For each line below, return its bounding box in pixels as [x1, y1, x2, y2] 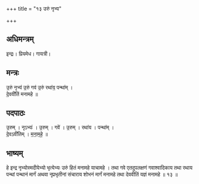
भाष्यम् [6, 148, 23, 158]
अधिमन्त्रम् [6, 34, 34, 44]
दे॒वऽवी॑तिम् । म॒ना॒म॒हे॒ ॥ [6, 131, 48, 138]
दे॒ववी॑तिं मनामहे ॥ [6, 90, 38, 97]
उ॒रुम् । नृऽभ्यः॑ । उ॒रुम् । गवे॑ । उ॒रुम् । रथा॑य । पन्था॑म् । [6, 124, 114, 131]
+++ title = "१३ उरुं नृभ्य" [6, 5, 61, 12]
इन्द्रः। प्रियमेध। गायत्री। [6, 50, 51, 57]
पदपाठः [6, 108, 26, 118]
